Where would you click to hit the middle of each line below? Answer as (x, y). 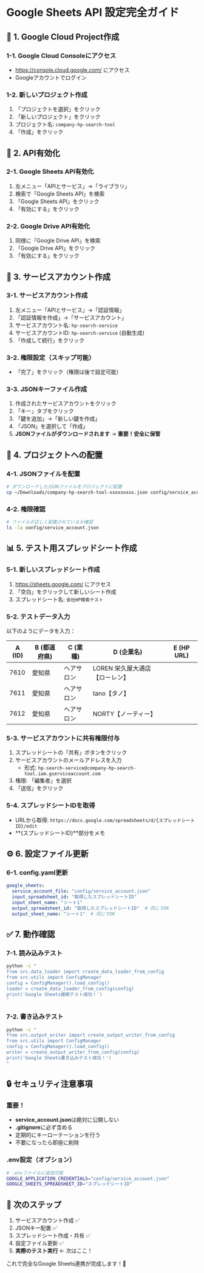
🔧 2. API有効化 (33, 153)
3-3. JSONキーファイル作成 (47, 389)
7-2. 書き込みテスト (35, 1017)
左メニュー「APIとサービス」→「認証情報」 (70, 310)
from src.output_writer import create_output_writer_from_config (90, 1035)
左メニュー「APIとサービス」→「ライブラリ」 (73, 186)
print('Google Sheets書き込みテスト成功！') (59, 1058)
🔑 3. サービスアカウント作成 (59, 277)
